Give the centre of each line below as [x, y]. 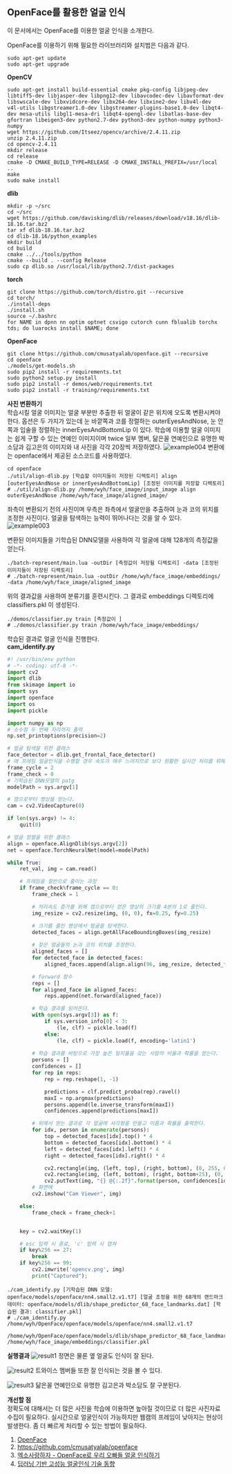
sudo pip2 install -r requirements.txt [65, 372]
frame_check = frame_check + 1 [74, 1213]
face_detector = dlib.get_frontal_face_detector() [81, 755]
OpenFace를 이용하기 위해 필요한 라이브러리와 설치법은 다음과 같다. [98, 45]
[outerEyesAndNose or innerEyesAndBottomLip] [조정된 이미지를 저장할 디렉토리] [116, 483]
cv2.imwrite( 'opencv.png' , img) [79, 1270]
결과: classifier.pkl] [51, 1312]
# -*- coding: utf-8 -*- [43, 666]
